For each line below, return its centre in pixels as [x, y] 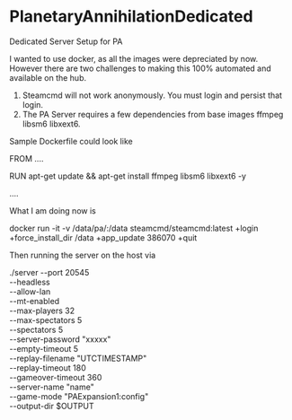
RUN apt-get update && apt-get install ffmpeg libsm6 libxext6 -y [128, 176]
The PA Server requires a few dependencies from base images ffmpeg [153, 114]
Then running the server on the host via [83, 255]
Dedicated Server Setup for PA [66, 41]
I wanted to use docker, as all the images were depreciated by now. [134, 58]
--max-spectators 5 [46, 319]
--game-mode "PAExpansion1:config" [79, 396]
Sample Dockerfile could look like [71, 141]
